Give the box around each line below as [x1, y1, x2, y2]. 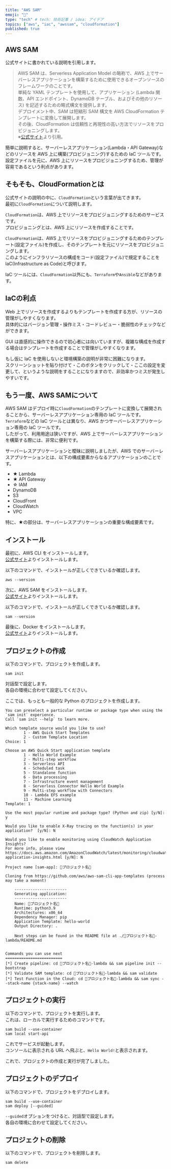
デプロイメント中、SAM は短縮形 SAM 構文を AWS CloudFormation [17, 108, 159, 114]
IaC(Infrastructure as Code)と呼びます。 [5, 260, 89, 267]
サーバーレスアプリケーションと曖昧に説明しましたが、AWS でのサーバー [5, 448, 159, 454]
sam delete [5, 1160, 28, 1165]
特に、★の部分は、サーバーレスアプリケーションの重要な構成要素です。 [5, 519, 157, 525]
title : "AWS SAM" [5, 7, 42, 13]
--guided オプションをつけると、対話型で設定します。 [5, 1113, 117, 1119]
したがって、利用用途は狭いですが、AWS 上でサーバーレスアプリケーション [5, 431, 163, 437]
